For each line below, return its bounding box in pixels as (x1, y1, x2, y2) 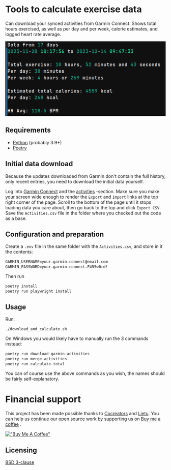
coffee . (5, 421, 22, 427)
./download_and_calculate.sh (5, 327, 67, 332)
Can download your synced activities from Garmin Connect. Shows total (5, 20, 157, 26)
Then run (5, 273, 24, 279)
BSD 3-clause (5, 459, 35, 465)
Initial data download (5, 160, 73, 168)
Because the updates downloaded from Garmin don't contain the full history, (5, 173, 166, 179)
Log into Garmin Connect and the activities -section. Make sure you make (5, 188, 160, 194)
